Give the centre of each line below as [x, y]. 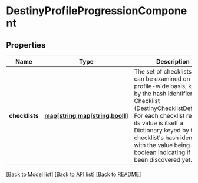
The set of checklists [163, 71]
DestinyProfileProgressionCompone [97, 11]
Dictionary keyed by [162, 130]
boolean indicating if [162, 152]
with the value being [162, 145]
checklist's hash [156, 138]
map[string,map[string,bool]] [86, 116]
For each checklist [159, 116]
